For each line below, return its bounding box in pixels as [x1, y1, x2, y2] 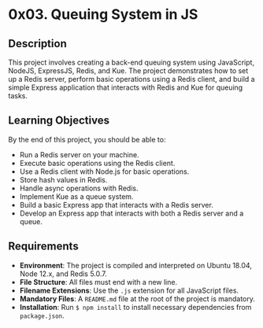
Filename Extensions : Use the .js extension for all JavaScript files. [19, 286, 239, 295]
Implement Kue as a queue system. [19, 191, 134, 201]
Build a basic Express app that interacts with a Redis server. [19, 200, 214, 209]
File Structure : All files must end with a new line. [19, 277, 178, 286]
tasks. [8, 91, 28, 100]
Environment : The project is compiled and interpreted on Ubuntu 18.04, [19, 260, 252, 270]
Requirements [8, 240, 79, 253]
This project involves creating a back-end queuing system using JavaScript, [8, 57, 254, 67]
